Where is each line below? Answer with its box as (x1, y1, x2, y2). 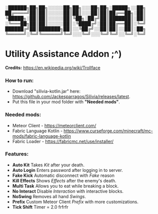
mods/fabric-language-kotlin (12, 133, 71, 139)
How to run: (5, 77, 34, 84)
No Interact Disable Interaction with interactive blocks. (12, 188, 124, 194)
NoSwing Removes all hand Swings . (12, 193, 86, 199)
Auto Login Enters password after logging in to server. (12, 167, 123, 173)
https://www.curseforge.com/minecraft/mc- (63, 128, 153, 134)
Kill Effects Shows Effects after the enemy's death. (12, 177, 117, 183)
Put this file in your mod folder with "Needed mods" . (12, 99, 120, 105)
